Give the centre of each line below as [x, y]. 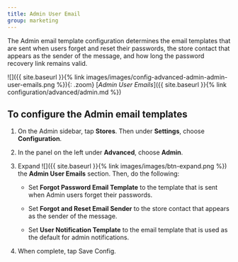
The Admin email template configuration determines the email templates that [119, 40]
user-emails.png [31, 84]
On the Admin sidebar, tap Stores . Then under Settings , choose [111, 131]
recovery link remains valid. [47, 63]
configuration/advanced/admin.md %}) [64, 92]
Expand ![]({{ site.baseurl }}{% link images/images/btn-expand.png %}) [122, 166]
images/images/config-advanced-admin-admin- [157, 77]
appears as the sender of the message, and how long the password [106, 56]
